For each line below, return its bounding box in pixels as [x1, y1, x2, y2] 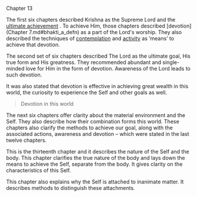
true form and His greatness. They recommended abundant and [6, 59, 162, 66]
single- [162, 59, 180, 66]
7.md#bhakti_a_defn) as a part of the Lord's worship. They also [28, 29, 182, 36]
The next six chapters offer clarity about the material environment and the [6, 112, 186, 119]
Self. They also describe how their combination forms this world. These [6, 118, 180, 125]
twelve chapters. [6, 137, 47, 144]
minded [6, 65, 25, 72]
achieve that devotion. [6, 41, 60, 48]
